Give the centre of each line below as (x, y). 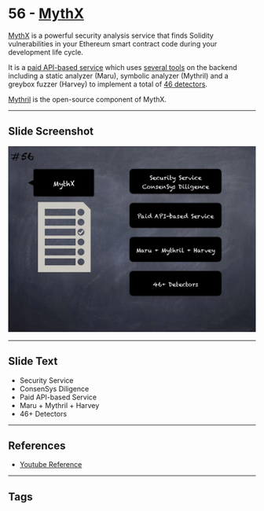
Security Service (46, 380)
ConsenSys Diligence (54, 388)
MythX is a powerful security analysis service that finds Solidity (111, 35)
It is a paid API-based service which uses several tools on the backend (123, 67)
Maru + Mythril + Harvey (59, 405)
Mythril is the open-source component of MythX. (88, 99)
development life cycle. (46, 52)
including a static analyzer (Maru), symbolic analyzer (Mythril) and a (119, 75)
